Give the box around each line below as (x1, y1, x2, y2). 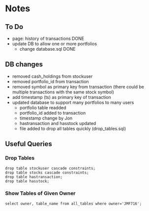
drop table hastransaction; (5, 174, 63, 180)
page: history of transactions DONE (12, 35, 85, 41)
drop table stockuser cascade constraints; (5, 166, 96, 171)
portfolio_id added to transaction (19, 110, 86, 116)
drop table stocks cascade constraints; (5, 170, 89, 175)
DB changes (5, 60, 43, 69)
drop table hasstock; (5, 179, 50, 183)
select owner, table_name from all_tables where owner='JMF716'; (5, 201, 142, 206)
